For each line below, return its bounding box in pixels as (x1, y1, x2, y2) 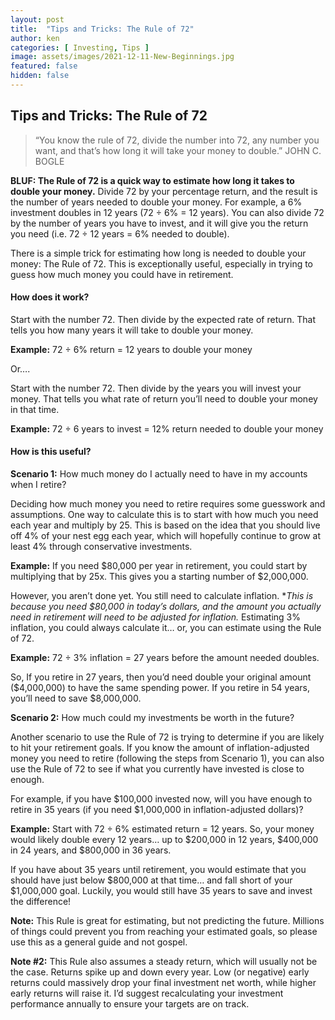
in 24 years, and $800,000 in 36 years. (10, 844, 172, 856)
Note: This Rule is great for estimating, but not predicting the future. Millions (10, 915, 325, 927)
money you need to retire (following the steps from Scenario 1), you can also (10, 752, 325, 765)
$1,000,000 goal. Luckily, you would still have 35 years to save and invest (10, 885, 313, 897)
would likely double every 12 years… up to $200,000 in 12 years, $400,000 (10, 834, 319, 846)
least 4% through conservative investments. (10, 541, 193, 553)
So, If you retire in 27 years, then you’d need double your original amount (10, 671, 312, 683)
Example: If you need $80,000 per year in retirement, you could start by (10, 560, 308, 572)
